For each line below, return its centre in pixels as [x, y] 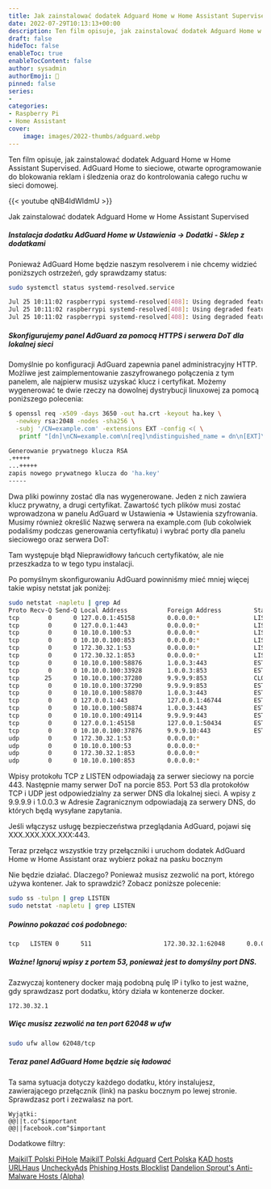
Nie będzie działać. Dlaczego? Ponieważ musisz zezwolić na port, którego [131, 875]
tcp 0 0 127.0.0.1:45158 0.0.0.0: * [104, 618]
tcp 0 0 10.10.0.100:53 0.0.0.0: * [104, 633]
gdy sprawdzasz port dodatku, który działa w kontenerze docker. [117, 991]
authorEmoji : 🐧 [34, 76]
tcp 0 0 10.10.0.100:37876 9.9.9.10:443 [110, 730]
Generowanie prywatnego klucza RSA [68, 451]
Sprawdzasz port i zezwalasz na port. [71, 1099]
